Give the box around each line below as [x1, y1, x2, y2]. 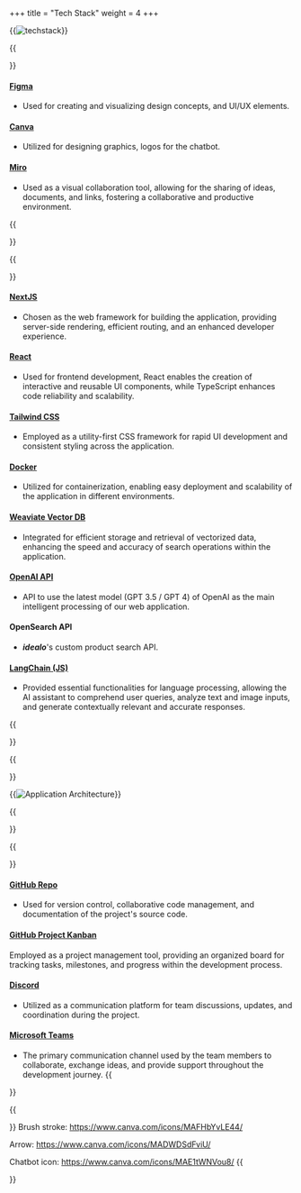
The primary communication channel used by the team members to [22, 1050, 272, 1061]
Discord [9, 979, 40, 990]
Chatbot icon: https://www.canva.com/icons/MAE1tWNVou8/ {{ [9, 1157, 243, 1168]
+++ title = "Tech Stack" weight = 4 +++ [9, 8, 159, 18]
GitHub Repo [9, 879, 58, 890]
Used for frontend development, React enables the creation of [22, 371, 253, 382]
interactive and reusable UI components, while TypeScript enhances [22, 381, 276, 392]
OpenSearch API [9, 622, 73, 633]
